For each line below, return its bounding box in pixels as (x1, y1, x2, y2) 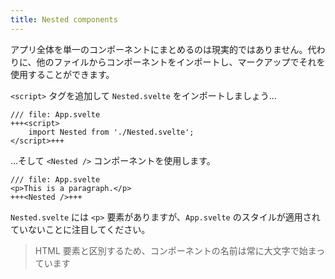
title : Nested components (10, 14, 118, 25)
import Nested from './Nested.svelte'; (28, 127, 195, 137)
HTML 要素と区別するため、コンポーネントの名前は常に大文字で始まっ (34, 244, 326, 256)
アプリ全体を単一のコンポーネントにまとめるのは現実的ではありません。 (10, 43, 308, 55)
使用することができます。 (10, 68, 115, 80)
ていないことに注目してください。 (10, 223, 151, 235)
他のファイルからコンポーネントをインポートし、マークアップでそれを (36, 56, 326, 68)
